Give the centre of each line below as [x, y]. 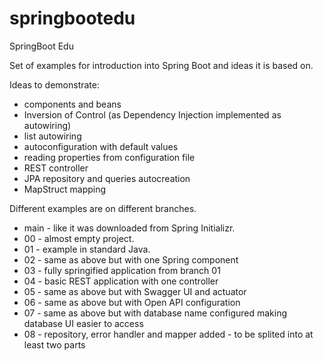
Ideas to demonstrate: [54, 84]
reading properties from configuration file [109, 157]
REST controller [56, 168]
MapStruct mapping [65, 189]
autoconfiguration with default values [101, 146]
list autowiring [52, 136]
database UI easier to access [83, 323]
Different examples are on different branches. [103, 208]
